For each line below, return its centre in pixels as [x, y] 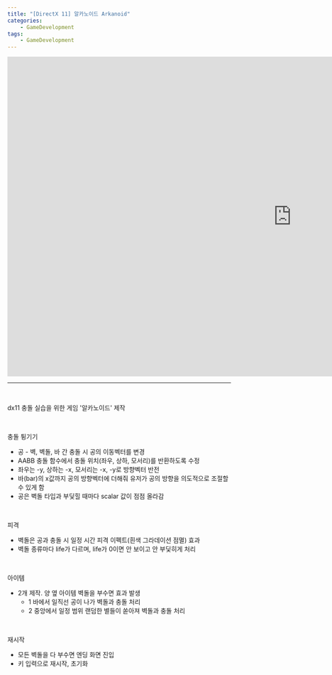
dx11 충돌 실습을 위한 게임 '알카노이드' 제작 [66, 408]
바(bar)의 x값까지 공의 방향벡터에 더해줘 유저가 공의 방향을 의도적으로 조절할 [123, 479]
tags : [15, 34]
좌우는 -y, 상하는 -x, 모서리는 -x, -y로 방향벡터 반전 [88, 470]
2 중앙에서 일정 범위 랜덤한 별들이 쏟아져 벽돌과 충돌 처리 [107, 611]
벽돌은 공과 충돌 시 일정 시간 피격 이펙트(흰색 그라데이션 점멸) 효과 [109, 540]
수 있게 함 [31, 487]
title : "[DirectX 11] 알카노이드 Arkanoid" [69, 14]
